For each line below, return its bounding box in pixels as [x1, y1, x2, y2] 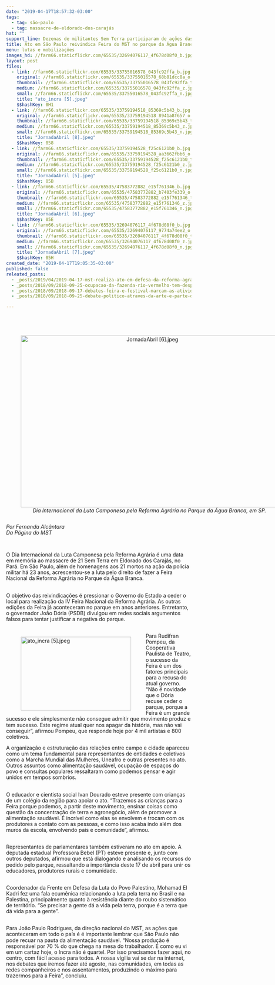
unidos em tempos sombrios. [6, 774, 76, 781]
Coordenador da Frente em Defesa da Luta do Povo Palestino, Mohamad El [6, 884, 187, 891]
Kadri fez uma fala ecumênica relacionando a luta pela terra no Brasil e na [6, 890, 185, 897]
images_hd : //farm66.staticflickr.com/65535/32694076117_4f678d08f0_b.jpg [6, 52, 193, 58]
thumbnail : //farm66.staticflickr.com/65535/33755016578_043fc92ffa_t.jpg [16, 80, 204, 86]
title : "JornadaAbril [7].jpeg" [16, 250, 96, 256]
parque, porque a [146, 704, 188, 711]
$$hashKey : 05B [16, 178, 54, 184]
